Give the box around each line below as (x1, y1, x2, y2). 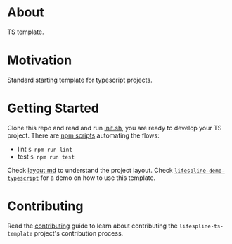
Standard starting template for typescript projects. (7, 75, 153, 84)
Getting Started (7, 100, 100, 116)
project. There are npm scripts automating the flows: (7, 131, 160, 140)
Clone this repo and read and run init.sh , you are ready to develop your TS (7, 123, 222, 132)
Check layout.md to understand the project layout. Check (7, 166, 174, 174)
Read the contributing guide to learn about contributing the (7, 221, 178, 230)
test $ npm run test (17, 152, 75, 161)
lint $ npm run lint (17, 145, 72, 153)
